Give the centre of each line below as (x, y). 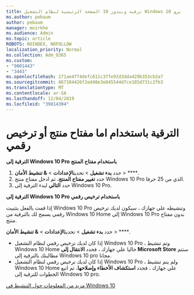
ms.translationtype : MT (35, 88)
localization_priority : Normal (44, 50)
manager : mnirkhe (27, 28)
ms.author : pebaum (28, 17)
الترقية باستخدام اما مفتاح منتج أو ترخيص (93, 133)
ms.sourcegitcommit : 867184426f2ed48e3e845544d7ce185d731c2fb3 (85, 83)
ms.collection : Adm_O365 (36, 55)
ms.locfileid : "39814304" (37, 104)
